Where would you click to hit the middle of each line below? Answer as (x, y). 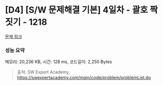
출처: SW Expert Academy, (43, 72)
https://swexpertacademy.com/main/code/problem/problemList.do (84, 78)
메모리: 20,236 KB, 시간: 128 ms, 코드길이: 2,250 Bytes (59, 62)
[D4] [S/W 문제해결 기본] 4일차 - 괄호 (77, 10)
